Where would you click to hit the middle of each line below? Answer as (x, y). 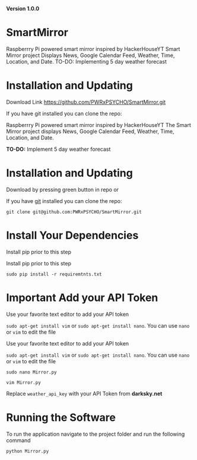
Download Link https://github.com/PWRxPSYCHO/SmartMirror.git (86, 102)
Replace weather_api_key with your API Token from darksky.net (84, 394)
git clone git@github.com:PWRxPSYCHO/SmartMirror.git (74, 212)
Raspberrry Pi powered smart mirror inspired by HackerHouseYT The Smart (99, 125)
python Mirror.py (28, 451)
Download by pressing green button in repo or (63, 189)
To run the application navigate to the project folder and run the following (96, 434)
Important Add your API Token (82, 298)
